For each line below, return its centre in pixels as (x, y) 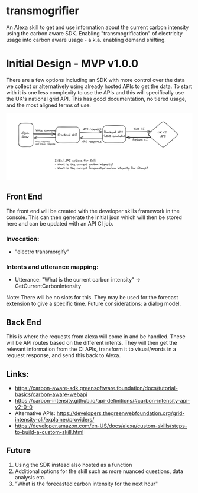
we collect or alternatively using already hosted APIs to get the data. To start (99, 86)
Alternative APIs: (35, 413)
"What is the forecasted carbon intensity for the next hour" (86, 484)
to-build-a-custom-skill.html (49, 432)
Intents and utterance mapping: (52, 267)
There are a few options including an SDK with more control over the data (95, 80)
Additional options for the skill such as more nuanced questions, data (99, 471)
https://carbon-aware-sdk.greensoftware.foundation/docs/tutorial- (96, 388)
